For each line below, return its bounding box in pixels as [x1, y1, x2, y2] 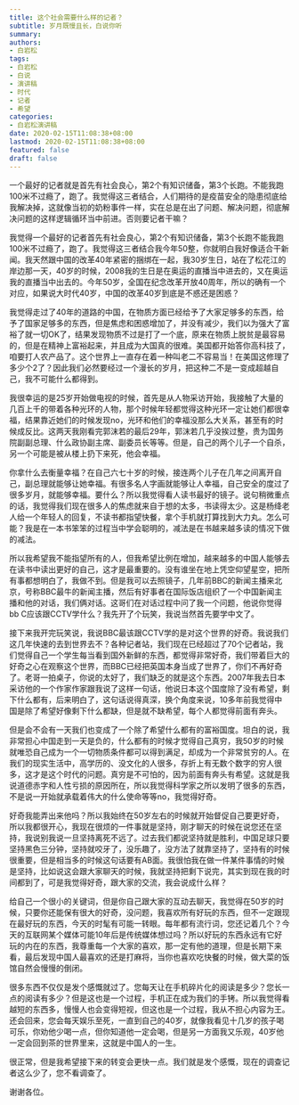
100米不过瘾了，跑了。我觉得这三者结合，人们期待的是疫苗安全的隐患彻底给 [9, 191, 287, 201]
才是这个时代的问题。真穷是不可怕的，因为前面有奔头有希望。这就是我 [32, 768, 290, 780]
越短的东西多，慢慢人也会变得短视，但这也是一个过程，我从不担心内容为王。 [9, 1003, 290, 1014]
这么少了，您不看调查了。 [16, 1067, 111, 1078]
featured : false [9, 145, 69, 154]
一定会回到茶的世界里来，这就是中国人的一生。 [9, 1037, 181, 1048]
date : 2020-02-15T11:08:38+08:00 [9, 129, 133, 138]
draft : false [9, 153, 58, 163]
